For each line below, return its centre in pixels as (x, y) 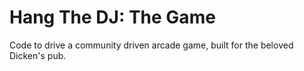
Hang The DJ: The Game (112, 17)
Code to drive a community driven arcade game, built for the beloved (151, 45)
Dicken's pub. (38, 55)
